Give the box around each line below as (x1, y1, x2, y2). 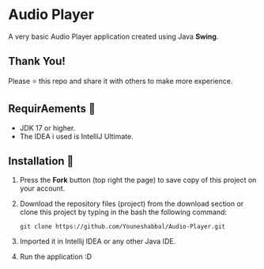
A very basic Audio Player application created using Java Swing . (8, 32, 219, 41)
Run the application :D (19, 252, 92, 262)
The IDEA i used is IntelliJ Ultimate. (19, 131, 134, 141)
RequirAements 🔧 (8, 102, 96, 116)
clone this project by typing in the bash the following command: (19, 207, 228, 217)
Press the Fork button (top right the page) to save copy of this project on (19, 176, 257, 185)
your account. (19, 184, 66, 193)
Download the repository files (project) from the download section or (19, 199, 244, 209)
